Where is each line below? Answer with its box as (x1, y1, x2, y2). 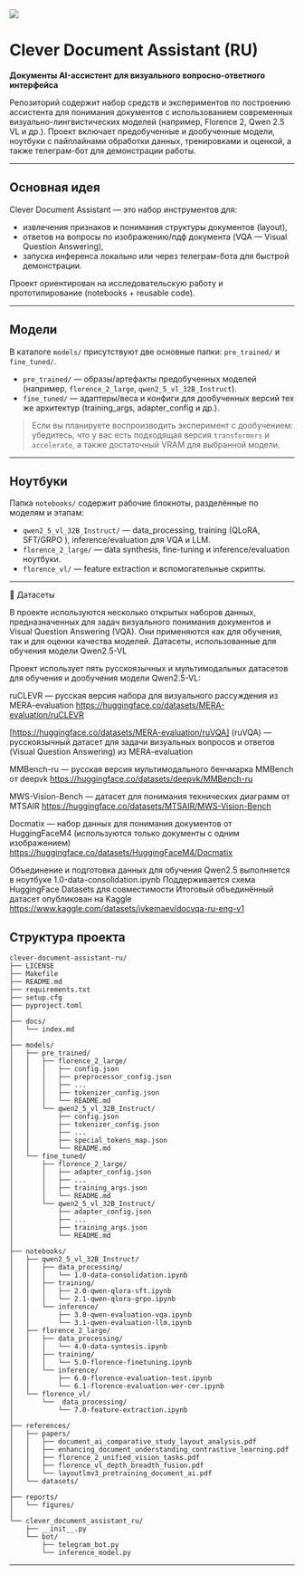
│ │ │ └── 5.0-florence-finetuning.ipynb (9, 1358, 193, 1367)
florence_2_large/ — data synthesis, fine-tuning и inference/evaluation (22, 544, 290, 556)
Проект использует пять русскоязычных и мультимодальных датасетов (9, 663, 289, 674)
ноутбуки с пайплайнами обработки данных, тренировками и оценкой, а (9, 135, 292, 146)
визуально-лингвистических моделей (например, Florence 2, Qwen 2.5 (9, 116, 285, 127)
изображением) (9, 837, 71, 848)
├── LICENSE (9, 961, 54, 971)
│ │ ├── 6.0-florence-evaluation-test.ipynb (9, 1374, 213, 1383)
